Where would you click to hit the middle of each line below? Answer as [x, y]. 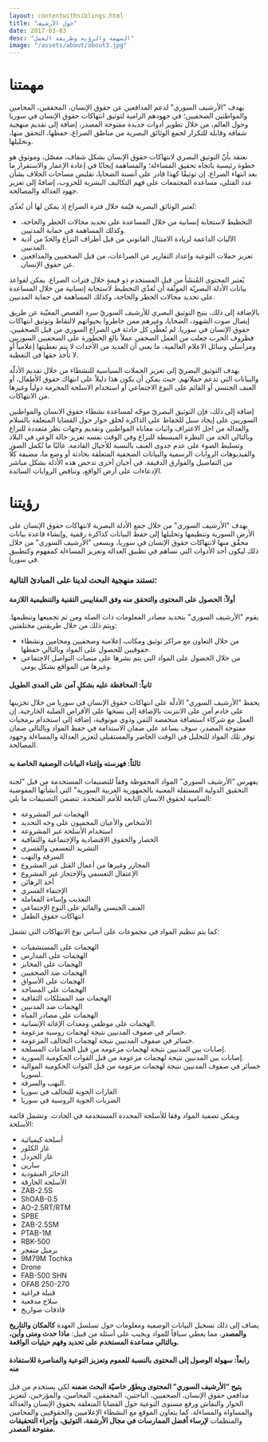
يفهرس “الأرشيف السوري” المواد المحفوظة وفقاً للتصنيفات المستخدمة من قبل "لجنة [134, 781]
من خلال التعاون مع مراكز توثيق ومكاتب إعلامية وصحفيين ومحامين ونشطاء [130, 641]
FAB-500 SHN [43, 1275]
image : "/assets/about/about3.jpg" [68, 46]
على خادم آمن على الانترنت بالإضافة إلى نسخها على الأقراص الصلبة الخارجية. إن [126, 711]
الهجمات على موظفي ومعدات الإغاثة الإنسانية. [88, 1023]
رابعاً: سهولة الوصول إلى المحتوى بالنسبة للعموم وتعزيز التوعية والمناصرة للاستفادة [129, 1360]
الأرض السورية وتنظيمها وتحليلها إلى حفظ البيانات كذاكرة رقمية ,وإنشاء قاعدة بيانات [132, 534]
